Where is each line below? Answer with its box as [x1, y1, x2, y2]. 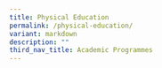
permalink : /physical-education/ [9, 21, 134, 30]
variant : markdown [9, 29, 77, 38]
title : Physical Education [9, 12, 109, 22]
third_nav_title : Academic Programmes [9, 46, 153, 55]
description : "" [9, 37, 69, 47]
